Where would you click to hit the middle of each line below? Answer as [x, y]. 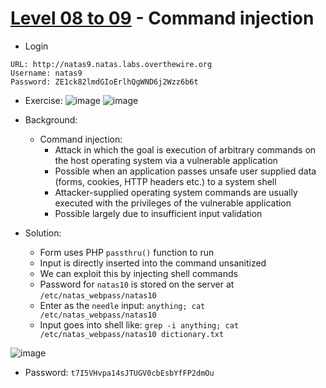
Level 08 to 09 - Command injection [162, 18]
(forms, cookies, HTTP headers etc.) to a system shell [165, 181]
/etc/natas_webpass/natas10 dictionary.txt [132, 334]
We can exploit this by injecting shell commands [138, 273]
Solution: [43, 233]
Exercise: [43, 100]
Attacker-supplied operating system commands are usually [176, 192]
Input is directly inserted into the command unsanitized [153, 263]
